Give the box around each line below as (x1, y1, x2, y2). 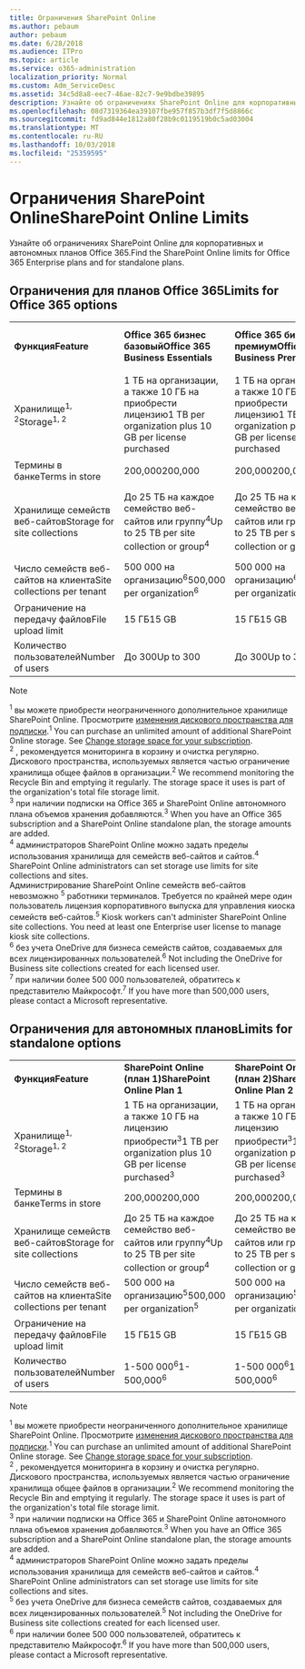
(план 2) (234, 1073, 272, 1086)
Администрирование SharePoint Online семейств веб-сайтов (9, 879, 247, 890)
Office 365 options (9, 297, 118, 312)
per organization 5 (123, 1300, 200, 1315)
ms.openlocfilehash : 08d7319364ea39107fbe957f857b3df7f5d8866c (9, 106, 254, 116)
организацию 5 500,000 (123, 1287, 226, 1301)
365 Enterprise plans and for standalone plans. (9, 257, 184, 268)
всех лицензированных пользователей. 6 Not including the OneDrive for (9, 952, 283, 965)
